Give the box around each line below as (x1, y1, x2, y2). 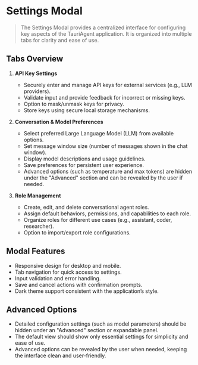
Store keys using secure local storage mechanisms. (23, 106, 150, 114)
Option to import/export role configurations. (23, 228, 131, 236)
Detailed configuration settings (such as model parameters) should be (14, 320, 187, 327)
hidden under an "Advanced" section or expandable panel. (14, 327, 159, 334)
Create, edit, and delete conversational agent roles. (23, 203, 150, 211)
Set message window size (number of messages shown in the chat (23, 142, 188, 150)
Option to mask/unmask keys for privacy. (23, 100, 125, 107)
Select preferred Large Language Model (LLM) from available (23, 129, 174, 137)
